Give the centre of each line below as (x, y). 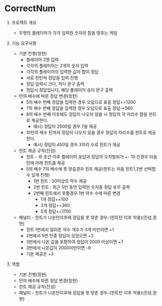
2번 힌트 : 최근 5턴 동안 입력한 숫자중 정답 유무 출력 (82, 187)
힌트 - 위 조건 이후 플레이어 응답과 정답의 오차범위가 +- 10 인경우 (87, 156)
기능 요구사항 (24, 43)
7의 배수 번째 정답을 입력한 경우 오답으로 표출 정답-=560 (79, 108)
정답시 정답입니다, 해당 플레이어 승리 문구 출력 (69, 90)
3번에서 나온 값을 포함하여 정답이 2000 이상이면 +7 (75, 241)
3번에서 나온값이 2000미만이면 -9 (58, 248)
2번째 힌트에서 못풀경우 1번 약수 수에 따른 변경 (77, 193)
